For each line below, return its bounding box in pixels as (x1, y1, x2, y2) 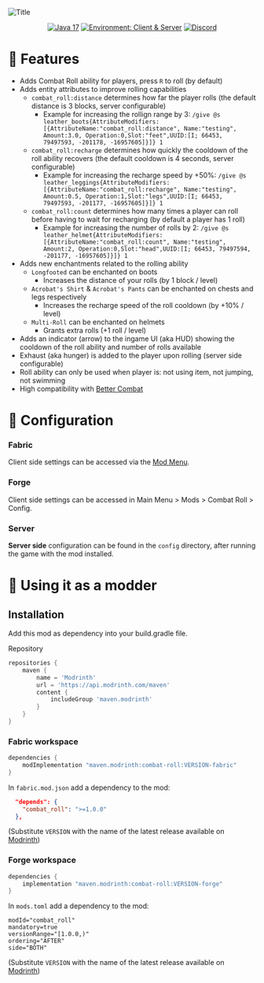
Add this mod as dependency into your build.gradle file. (8, 629, 189, 638)
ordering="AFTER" (8, 937, 65, 945)
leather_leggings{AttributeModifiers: (42, 178, 170, 186)
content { (36, 688, 68, 696)
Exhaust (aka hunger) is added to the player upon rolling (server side (19, 350, 242, 360)
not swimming (19, 376, 65, 385)
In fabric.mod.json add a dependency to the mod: (8, 783, 170, 792)
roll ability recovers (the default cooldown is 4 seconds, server (31, 153, 234, 163)
